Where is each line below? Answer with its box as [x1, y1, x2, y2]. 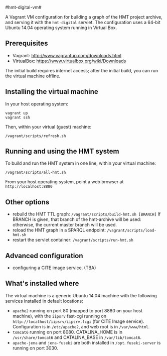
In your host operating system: [5, 100, 69, 107]
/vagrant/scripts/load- [107, 228, 156, 233]
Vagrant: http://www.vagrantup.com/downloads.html [12, 52, 122, 58]
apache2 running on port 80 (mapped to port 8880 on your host [12, 307, 143, 313]
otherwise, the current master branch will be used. [12, 222, 117, 228]
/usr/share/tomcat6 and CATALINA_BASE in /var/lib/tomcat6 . [12, 334, 142, 340]
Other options [5, 198, 50, 206]
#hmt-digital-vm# [5, 5, 42, 10]
